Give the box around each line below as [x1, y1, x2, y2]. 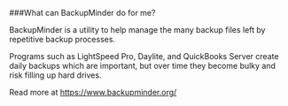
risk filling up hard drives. [9, 70, 102, 80]
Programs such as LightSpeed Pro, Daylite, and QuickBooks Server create [9, 51, 279, 61]
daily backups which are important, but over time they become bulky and [9, 61, 276, 71]
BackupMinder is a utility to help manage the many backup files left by [9, 25, 266, 34]
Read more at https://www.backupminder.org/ [9, 87, 177, 97]
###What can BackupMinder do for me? [9, 8, 156, 18]
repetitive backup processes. [9, 34, 116, 44]
